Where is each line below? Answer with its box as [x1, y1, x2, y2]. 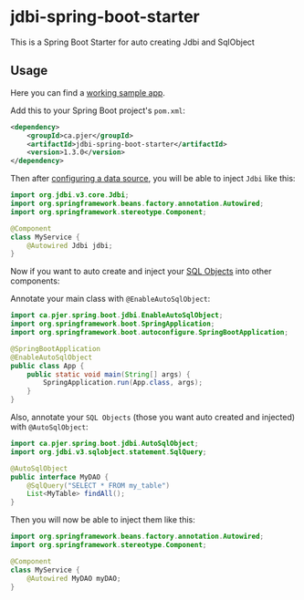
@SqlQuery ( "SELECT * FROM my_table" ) [26, 481, 171, 490]
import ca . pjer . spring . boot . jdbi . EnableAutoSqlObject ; [10, 311, 224, 320]
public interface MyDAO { [10, 472, 109, 481]
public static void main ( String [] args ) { [26, 369, 191, 379]
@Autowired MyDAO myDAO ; [26, 574, 121, 583]
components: [10, 275, 60, 286]
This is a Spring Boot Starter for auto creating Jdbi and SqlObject [10, 36, 255, 47]
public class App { [10, 361, 85, 370]
